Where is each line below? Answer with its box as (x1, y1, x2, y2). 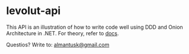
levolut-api (6, 4, 61, 18)
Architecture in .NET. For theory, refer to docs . (6, 29, 120, 36)
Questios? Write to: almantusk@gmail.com (6, 41, 110, 48)
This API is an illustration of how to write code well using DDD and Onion (6, 23, 184, 31)
